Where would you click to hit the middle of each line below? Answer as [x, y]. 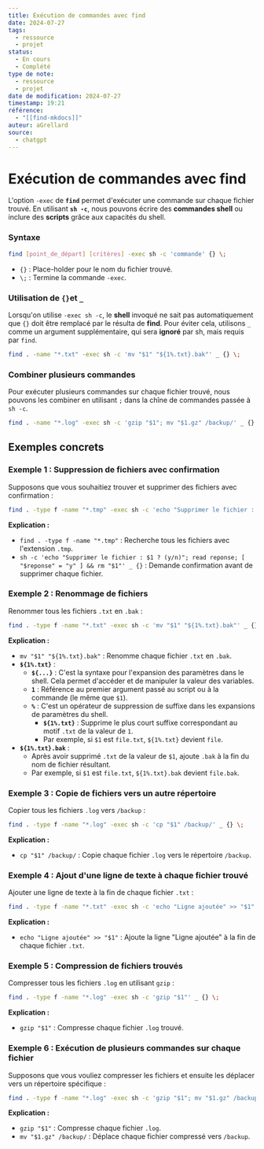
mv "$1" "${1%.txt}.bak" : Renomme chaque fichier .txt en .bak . [125, 656]
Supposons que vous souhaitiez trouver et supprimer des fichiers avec [123, 487]
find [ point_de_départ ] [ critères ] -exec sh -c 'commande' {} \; [117, 254]
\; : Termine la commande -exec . [73, 277]
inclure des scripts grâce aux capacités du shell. [87, 217]
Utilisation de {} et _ [46, 297]
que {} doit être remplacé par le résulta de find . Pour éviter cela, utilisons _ [130, 323]
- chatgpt [31, 140]
